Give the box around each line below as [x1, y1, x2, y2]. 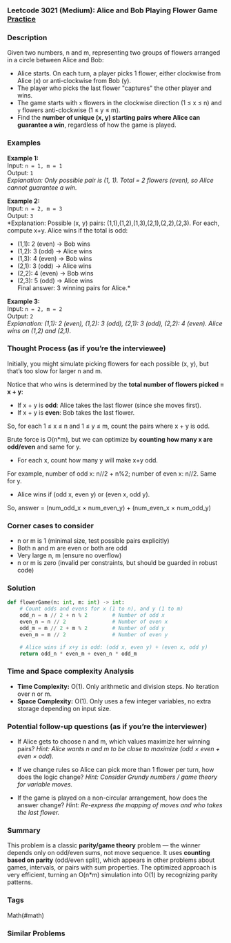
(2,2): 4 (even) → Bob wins [17, 269, 94, 277]
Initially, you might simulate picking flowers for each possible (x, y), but [7, 359, 209, 368]
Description [7, 33, 48, 42]
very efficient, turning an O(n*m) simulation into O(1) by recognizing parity [7, 871, 219, 879]
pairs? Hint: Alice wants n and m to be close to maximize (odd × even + [17, 745, 221, 753]
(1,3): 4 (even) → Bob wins [17, 254, 92, 262]
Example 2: [7, 197, 40, 205]
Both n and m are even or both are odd [17, 544, 128, 553]
